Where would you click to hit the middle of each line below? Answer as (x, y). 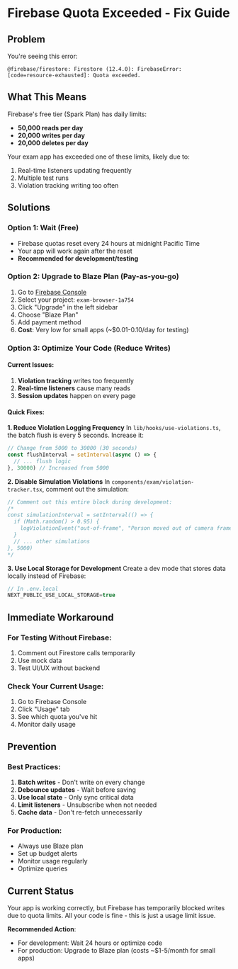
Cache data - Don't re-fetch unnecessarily (80, 812)
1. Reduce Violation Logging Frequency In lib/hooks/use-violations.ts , (114, 428)
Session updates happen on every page (76, 395)
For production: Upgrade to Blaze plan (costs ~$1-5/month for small (117, 951)
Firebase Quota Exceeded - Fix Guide (119, 13)
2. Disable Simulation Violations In (59, 481)
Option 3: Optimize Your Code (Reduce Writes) (89, 348)
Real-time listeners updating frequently (75, 170)
